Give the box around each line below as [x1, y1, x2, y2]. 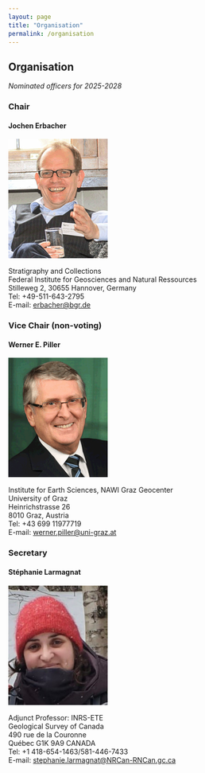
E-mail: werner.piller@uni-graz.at [8, 528, 117, 537]
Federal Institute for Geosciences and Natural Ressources [8, 275, 197, 284]
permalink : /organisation [8, 29, 94, 37]
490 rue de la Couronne [8, 729, 87, 740]
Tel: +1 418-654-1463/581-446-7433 [8, 747, 129, 756]
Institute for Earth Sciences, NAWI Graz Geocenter [8, 486, 173, 495]
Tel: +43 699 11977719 [8, 519, 82, 529]
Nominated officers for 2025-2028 [8, 81, 122, 91]
